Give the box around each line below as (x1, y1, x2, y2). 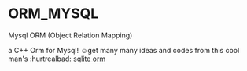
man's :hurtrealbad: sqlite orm (8, 54, 106, 63)
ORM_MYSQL (8, 5, 99, 23)
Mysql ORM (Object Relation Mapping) (8, 30, 133, 40)
